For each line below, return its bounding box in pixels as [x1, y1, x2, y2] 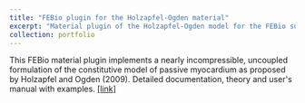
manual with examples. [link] [9, 83, 116, 95]
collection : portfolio [9, 30, 95, 39]
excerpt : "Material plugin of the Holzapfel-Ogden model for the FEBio [9, 22, 286, 31]
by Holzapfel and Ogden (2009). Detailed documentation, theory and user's [9, 74, 292, 85]
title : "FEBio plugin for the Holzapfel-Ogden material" [9, 13, 230, 23]
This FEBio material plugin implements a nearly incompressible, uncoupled [9, 55, 289, 66]
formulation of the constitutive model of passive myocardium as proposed [9, 64, 286, 75]
